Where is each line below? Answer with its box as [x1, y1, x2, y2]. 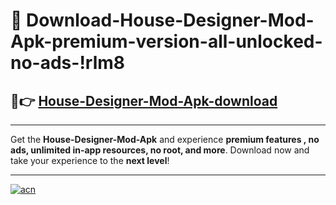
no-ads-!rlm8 [10, 52, 126, 74]
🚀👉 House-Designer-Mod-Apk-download [10, 92, 278, 109]
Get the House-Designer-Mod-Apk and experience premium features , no [10, 134, 320, 145]
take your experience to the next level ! [10, 155, 170, 166]
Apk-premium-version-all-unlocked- [10, 30, 323, 53]
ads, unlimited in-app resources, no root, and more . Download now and [10, 144, 310, 156]
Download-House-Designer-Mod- [26, 9, 315, 32]
